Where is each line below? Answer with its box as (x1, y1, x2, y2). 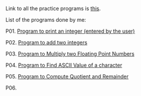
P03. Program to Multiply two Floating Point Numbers (5, 50, 135, 57)
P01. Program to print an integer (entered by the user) (5, 28, 135, 35)
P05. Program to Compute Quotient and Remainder (5, 73, 129, 80)
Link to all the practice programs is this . (5, 5, 101, 12)
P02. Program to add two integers (5, 39, 88, 46)
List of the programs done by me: (5, 16, 86, 23)
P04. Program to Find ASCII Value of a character (5, 61, 123, 68)
